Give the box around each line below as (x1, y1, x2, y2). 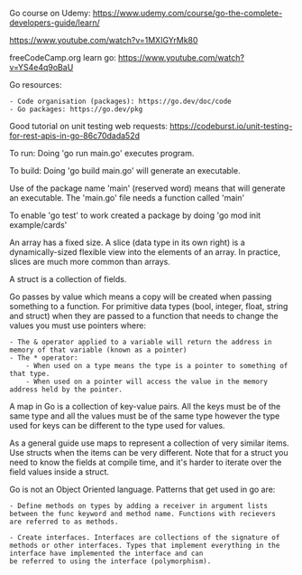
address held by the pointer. (9, 385, 124, 394)
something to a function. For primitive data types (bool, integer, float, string (9, 301, 288, 311)
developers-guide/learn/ (9, 17, 101, 28)
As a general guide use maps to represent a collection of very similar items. (9, 438, 290, 448)
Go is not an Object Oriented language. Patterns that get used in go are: (9, 484, 276, 495)
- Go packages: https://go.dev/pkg (9, 105, 143, 114)
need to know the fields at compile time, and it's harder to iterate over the (9, 457, 282, 467)
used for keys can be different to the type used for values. (9, 420, 225, 430)
